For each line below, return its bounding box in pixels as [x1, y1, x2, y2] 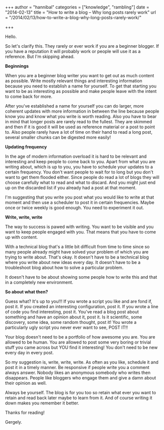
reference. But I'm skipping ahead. [5, 54, 75, 59]
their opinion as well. [5, 380, 47, 386]
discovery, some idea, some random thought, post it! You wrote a [5, 319, 137, 325]
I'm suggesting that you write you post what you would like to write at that [5, 194, 154, 200]
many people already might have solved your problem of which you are [5, 249, 149, 255]
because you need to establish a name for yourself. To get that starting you [5, 83, 157, 89]
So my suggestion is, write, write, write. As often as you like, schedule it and [5, 359, 159, 365]
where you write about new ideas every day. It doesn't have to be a [5, 259, 141, 265]
